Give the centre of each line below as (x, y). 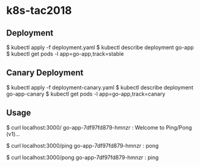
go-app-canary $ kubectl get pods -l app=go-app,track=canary (86, 94)
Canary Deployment (45, 73)
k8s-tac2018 (39, 11)
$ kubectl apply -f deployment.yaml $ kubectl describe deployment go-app (100, 47)
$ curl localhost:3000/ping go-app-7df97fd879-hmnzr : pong (82, 145)
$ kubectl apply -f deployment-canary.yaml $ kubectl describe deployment (100, 87)
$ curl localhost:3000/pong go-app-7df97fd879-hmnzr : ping (82, 157)
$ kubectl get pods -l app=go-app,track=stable (65, 54)
